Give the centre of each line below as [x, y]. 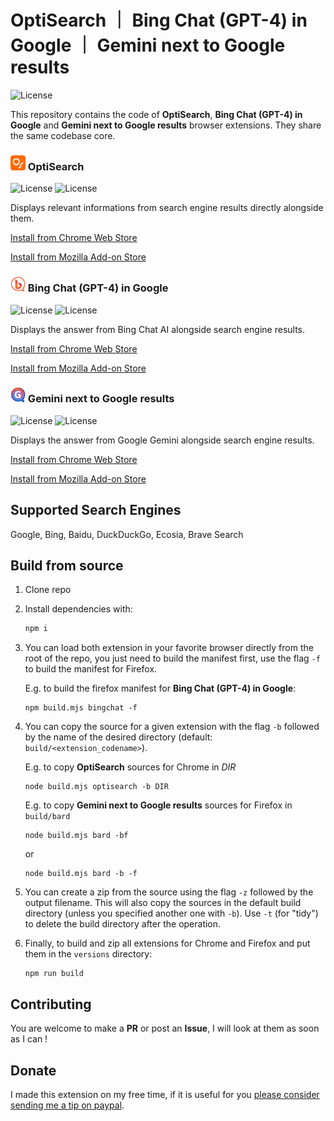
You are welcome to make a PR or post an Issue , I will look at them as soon [165, 1028]
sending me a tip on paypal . [67, 1105]
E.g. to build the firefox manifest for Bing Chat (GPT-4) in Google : [160, 688]
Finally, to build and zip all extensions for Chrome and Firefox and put [167, 943]
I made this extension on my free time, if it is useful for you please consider [165, 1094]
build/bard [47, 817]
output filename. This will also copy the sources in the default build [163, 903]
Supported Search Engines [96, 510]
